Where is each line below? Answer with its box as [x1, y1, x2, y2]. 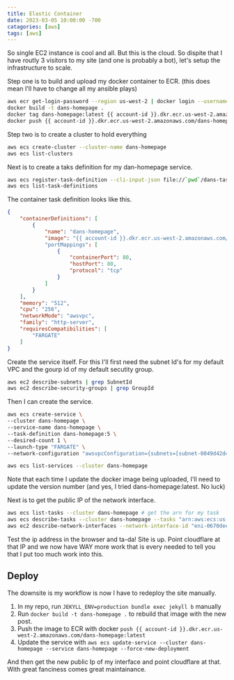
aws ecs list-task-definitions [7, 183, 98, 190]
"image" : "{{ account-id [44, 234, 117, 241]
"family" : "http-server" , [19, 319, 95, 326]
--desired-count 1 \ [7, 437, 68, 444]
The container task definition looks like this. [7, 195, 132, 204]
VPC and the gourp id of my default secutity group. [7, 365, 155, 373]
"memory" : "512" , [19, 299, 70, 307]
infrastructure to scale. [7, 63, 73, 72]
